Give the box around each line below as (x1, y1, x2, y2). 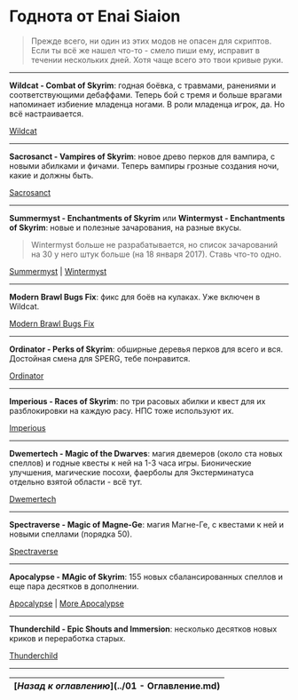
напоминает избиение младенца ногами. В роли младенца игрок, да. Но (9, 99, 286, 109)
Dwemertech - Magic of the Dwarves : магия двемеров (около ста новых (9, 448, 283, 458)
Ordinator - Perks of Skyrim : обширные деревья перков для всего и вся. (9, 344, 284, 354)
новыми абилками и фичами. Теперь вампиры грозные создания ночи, (9, 160, 279, 171)
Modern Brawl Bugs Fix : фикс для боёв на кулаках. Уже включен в (9, 291, 261, 302)
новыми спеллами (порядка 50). (9, 529, 133, 539)
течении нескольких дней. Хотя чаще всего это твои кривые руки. (30, 54, 284, 65)
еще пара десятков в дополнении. (9, 580, 139, 592)
